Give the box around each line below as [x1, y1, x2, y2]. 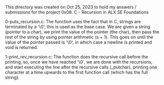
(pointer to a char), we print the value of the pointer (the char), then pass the [5, 29, 160, 34]
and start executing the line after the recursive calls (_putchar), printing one [5, 64, 158, 70]
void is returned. [5, 45, 38, 50]
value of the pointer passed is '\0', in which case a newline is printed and [5, 39, 152, 45]
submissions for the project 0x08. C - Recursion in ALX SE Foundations [5, 9, 149, 15]
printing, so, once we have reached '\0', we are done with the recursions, [5, 59, 153, 65]
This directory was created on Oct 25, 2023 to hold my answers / [5, 4, 137, 10]
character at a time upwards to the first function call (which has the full [5, 69, 148, 75]
